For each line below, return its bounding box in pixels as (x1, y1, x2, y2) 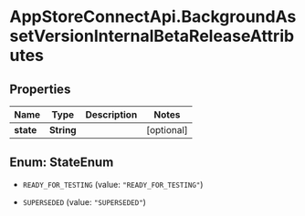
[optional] (145, 124, 189, 136)
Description (85, 108, 138, 120)
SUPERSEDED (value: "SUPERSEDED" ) (22, 196, 146, 207)
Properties (9, 81, 71, 97)
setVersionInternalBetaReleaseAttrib (9, 26, 295, 46)
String (48, 124, 77, 136)
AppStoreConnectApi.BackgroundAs (9, 6, 297, 27)
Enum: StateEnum (9, 155, 114, 170)
